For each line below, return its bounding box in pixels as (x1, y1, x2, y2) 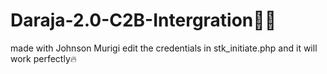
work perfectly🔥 (10, 52, 78, 64)
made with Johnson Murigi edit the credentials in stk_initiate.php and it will (10, 42, 318, 54)
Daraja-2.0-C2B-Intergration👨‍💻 (10, 9, 277, 32)
